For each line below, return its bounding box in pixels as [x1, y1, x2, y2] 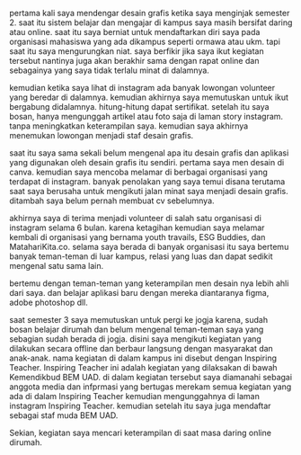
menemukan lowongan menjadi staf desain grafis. [9, 130, 194, 140]
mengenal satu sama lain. [9, 261, 104, 271]
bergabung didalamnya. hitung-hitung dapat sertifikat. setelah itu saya [9, 102, 270, 112]
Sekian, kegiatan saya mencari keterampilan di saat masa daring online [9, 427, 272, 438]
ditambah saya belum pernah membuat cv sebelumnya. [9, 195, 215, 206]
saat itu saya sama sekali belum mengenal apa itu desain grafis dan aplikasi [9, 147, 289, 158]
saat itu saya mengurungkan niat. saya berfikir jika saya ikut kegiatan [9, 46, 264, 57]
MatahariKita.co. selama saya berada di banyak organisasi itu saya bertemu [9, 242, 289, 252]
